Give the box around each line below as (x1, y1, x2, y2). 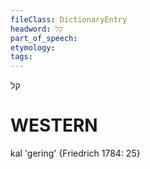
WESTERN (10, 114, 98, 137)
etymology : (10, 42, 56, 53)
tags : (10, 52, 33, 62)
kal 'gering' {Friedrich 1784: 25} (10, 147, 141, 160)
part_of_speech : (10, 33, 78, 43)
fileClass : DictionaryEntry (10, 14, 128, 25)
